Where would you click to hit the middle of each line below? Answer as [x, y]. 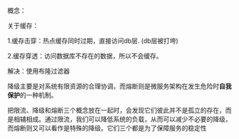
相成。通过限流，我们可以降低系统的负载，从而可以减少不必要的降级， [129, 119]
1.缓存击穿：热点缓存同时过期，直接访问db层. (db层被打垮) [93, 41]
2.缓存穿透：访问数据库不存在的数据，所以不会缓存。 [85, 56]
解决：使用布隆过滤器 [38, 71]
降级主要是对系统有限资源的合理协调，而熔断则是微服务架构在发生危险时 [113, 86]
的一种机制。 [39, 95]
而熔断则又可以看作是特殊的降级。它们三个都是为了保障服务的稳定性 [107, 128]
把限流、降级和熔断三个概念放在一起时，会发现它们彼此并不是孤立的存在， [116, 110]
